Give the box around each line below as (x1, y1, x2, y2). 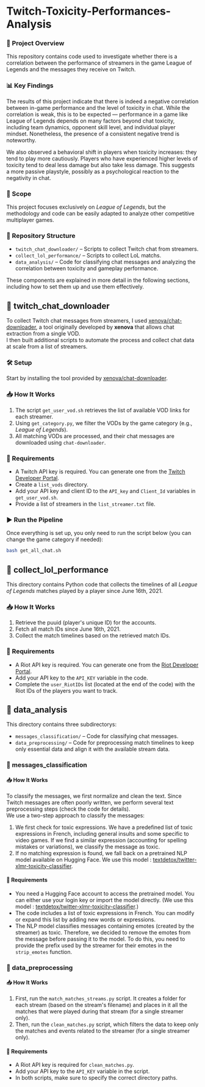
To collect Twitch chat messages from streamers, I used (6, 317, 148, 325)
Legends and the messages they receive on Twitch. (6, 66, 136, 73)
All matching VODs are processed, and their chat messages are (15, 432, 175, 440)
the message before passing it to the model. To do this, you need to (15, 935, 185, 942)
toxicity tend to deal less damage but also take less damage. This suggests (6, 161, 195, 168)
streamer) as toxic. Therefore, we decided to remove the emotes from (15, 928, 191, 936)
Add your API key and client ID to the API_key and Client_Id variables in (15, 487, 196, 495)
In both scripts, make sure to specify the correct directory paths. (15, 1074, 178, 1082)
